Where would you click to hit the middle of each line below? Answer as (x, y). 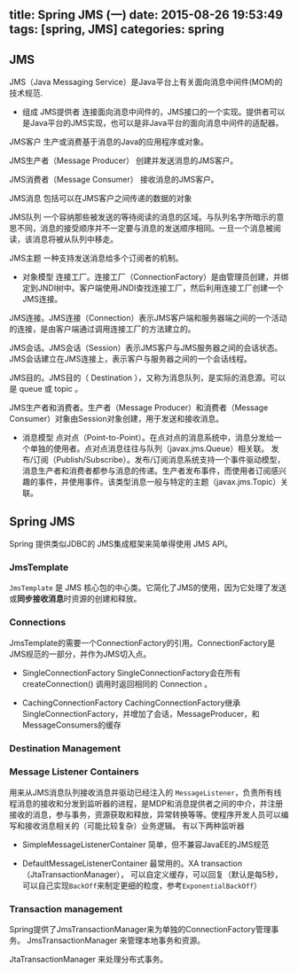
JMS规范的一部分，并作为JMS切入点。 (80, 654)
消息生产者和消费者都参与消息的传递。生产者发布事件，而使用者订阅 (146, 471)
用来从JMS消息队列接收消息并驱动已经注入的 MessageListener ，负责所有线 (145, 792)
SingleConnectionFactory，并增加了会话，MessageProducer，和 (141, 713)
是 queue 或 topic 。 (46, 389)
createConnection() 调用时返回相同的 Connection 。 (117, 683)
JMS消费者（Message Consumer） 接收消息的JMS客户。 (114, 180)
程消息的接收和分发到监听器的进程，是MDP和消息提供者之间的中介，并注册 (146, 803)
